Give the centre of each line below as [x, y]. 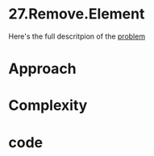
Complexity [48, 106]
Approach [42, 69]
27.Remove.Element [77, 14]
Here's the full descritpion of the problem [77, 36]
